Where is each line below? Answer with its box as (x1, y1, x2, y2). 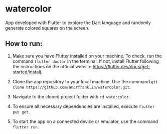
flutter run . (12, 123, 39, 129)
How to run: (5, 40, 43, 48)
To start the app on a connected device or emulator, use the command (12, 118, 158, 124)
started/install (12, 69, 41, 75)
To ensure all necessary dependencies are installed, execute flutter (12, 103, 155, 109)
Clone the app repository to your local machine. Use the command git (12, 78, 158, 84)
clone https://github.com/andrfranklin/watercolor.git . (12, 84, 131, 90)
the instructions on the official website (12, 63, 92, 69)
